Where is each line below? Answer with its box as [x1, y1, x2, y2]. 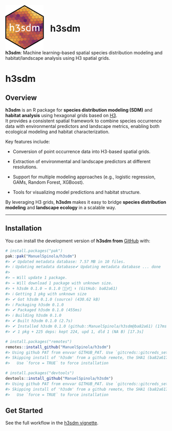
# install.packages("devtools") [5, 371, 74, 376]
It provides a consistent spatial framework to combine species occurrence [5, 118, 162, 124]
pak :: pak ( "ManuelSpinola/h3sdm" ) [5, 253, 77, 258]
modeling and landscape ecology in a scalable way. [5, 204, 116, 210]
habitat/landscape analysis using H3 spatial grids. [5, 55, 111, 61]
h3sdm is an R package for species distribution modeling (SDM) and [5, 106, 153, 113]
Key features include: [5, 138, 50, 144]
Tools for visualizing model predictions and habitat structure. [12, 189, 141, 195]
